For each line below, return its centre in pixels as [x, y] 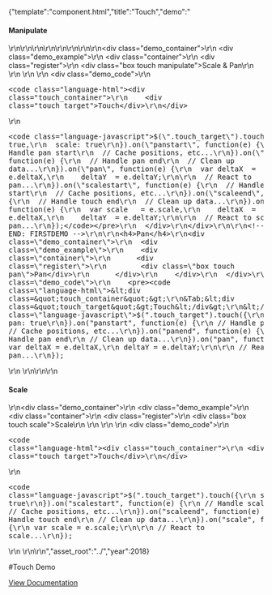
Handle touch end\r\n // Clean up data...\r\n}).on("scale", [132, 520]
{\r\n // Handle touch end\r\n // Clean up [100, 201]
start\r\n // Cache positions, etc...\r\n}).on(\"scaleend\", [136, 193]
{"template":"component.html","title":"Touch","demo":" [100, 12]
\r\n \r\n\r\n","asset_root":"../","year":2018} [79, 551]
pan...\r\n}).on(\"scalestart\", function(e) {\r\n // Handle [136, 185]
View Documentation [43, 583]
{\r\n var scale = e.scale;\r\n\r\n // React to [106, 528]
